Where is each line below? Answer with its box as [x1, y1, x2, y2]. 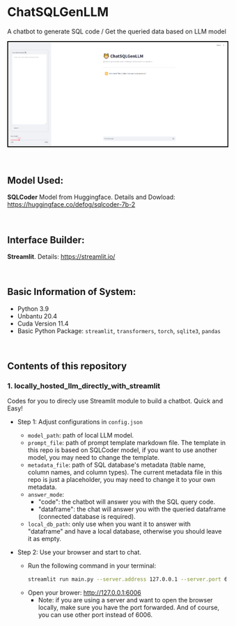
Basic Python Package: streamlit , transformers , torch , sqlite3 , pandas [17, 326, 221, 335]
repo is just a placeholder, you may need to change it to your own [27, 476, 216, 484]
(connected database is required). [38, 513, 136, 521]
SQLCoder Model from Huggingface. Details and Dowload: [7, 193, 175, 202]
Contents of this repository [7, 360, 127, 372]
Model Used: [7, 175, 64, 186]
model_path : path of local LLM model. [27, 431, 134, 440]
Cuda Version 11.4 [17, 319, 69, 328]
